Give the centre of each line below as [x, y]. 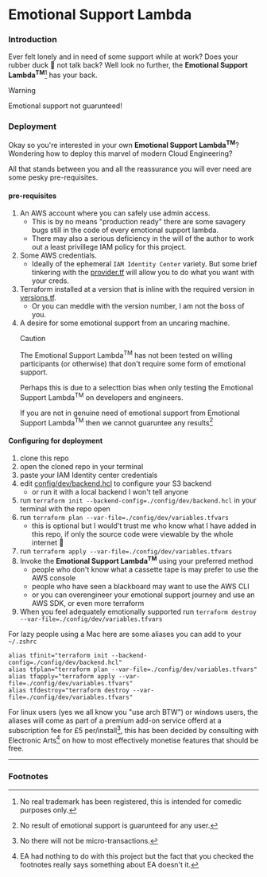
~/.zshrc [23, 642]
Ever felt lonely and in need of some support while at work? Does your [123, 56]
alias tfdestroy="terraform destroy [69, 691]
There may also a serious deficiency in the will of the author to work [143, 239]
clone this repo [44, 458]
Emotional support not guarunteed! [66, 106]
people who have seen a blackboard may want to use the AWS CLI [141, 587]
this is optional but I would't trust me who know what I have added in [144, 526]
